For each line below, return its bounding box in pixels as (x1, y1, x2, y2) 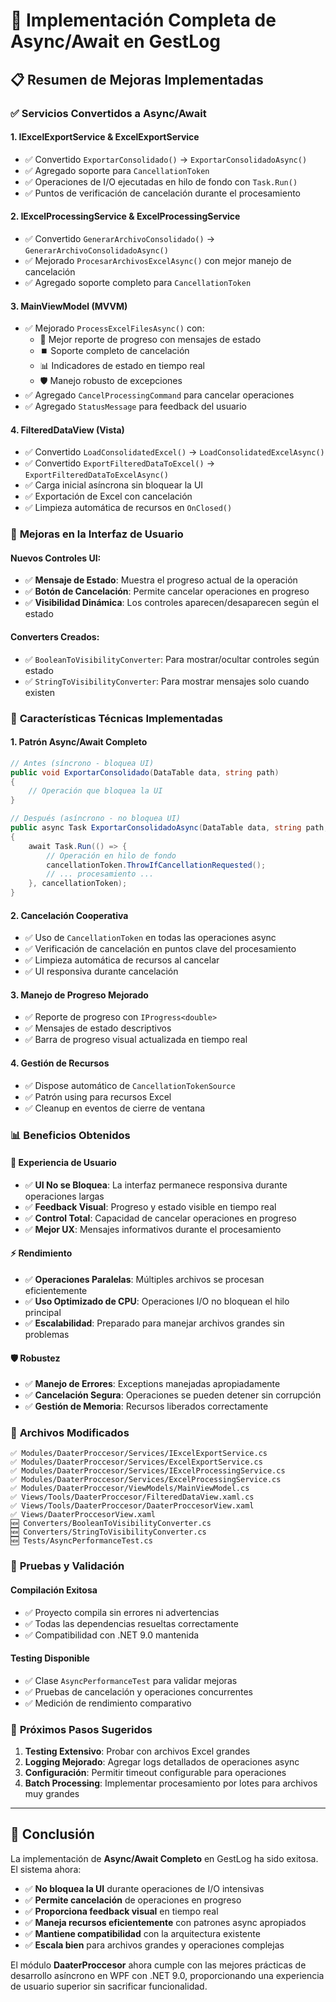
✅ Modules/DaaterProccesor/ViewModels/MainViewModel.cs (10, 1484, 250, 1494)
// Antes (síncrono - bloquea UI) (10, 758, 155, 768)
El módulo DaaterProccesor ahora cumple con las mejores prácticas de (10, 1959, 307, 1971)
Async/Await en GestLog (10, 30, 221, 53)
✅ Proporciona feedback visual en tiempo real (24, 1905, 219, 1917)
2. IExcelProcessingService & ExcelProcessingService (10, 210, 241, 223)
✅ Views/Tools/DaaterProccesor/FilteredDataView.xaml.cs (10, 1492, 255, 1503)
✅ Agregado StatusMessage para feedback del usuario (24, 400, 247, 413)
